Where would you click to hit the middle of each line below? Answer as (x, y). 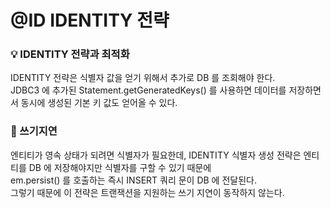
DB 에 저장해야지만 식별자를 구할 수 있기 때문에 (120, 167)
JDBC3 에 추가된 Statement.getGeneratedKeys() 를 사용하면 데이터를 (148, 90)
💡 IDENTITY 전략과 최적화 (70, 54)
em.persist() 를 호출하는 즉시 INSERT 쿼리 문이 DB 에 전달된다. (133, 180)
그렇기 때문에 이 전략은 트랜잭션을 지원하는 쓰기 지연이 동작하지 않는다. (147, 192)
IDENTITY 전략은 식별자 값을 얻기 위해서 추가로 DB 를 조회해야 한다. (143, 78)
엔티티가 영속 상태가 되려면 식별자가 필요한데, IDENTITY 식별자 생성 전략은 (156, 155)
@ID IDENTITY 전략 (90, 20)
